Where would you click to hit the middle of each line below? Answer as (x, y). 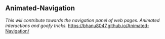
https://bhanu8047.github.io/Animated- (109, 25)
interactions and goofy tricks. (36, 25)
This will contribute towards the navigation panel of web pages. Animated (82, 20)
